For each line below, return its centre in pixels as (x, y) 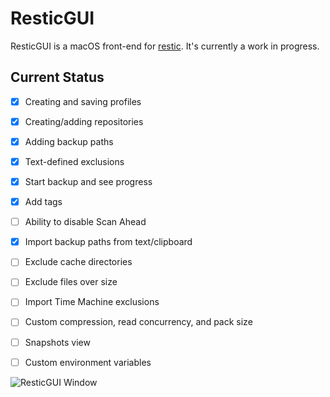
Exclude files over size (71, 282)
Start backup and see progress (88, 181)
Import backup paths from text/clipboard (108, 242)
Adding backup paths (69, 141)
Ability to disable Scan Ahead (85, 222)
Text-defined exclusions (74, 161)
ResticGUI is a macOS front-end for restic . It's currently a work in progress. (165, 46)
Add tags (43, 202)
